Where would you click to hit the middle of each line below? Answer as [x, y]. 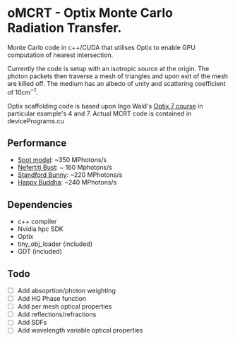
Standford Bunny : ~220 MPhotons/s [70, 175]
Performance [37, 143]
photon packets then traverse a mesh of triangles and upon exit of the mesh [117, 76]
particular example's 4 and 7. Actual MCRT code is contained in [100, 113]
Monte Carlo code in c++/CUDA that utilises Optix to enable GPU [102, 47]
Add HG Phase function [52, 299]
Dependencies [40, 205]
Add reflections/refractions [57, 314]
